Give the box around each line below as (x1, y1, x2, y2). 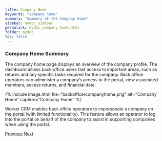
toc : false (5, 35, 27, 39)
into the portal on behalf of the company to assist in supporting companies (5, 116, 155, 122)
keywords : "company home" (5, 12, 58, 17)
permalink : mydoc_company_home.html (5, 25, 80, 30)
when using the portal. (5, 122, 50, 127)
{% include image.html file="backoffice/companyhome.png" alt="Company (5, 91, 157, 97)
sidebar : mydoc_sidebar (5, 20, 54, 26)
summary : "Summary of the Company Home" (5, 16, 89, 21)
